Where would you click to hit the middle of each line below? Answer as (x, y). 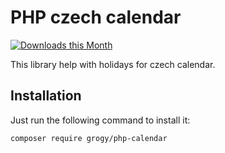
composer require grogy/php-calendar (89, 138)
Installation (46, 96)
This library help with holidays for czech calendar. (113, 64)
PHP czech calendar (96, 17)
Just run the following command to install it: (100, 120)
